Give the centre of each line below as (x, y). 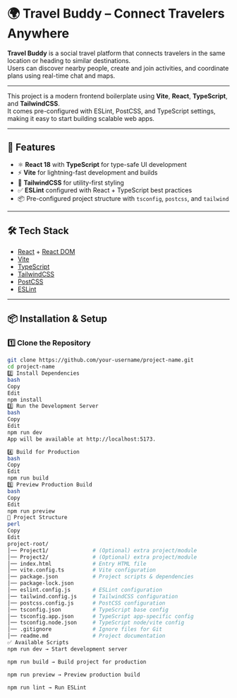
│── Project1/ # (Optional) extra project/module (102, 550)
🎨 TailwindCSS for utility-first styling (71, 182)
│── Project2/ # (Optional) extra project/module (102, 557)
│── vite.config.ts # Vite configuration (82, 570)
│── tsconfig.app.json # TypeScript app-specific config (101, 616)
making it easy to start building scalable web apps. (81, 118)
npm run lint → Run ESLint (47, 687)
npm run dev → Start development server (68, 649)
